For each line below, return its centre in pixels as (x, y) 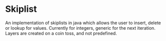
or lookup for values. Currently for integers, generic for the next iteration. (80, 28)
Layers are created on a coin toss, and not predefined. (61, 33)
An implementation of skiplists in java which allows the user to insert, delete (83, 23)
